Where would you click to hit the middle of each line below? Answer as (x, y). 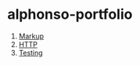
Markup (31, 36)
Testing (31, 52)
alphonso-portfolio (70, 14)
